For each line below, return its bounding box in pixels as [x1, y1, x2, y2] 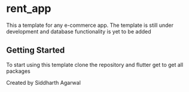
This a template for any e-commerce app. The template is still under [6, 22, 173, 29]
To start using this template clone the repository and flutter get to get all [6, 61, 184, 68]
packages [6, 68, 31, 75]
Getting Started [6, 45, 65, 56]
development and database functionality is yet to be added [6, 27, 151, 35]
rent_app [6, 2, 51, 16]
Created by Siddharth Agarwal [6, 79, 81, 86]
